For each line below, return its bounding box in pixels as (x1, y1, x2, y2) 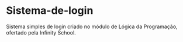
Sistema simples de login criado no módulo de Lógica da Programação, (6, 23, 178, 30)
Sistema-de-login (6, 4, 94, 17)
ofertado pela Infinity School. (6, 29, 76, 36)
